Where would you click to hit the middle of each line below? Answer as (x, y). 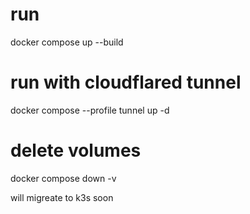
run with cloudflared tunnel (126, 82)
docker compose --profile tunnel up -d (90, 110)
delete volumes (76, 150)
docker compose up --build (67, 42)
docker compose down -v (63, 178)
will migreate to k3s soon (62, 197)
